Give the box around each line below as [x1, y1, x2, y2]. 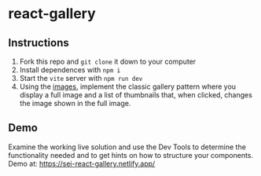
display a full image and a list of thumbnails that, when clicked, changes [19, 90, 253, 99]
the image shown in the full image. [19, 99, 131, 108]
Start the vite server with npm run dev [19, 74, 143, 82]
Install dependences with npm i [19, 65, 121, 75]
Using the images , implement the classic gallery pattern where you [19, 82, 237, 91]
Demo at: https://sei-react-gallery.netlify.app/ [8, 159, 156, 168]
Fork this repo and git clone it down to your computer [19, 57, 197, 66]
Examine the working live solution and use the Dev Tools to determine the [8, 142, 246, 152]
